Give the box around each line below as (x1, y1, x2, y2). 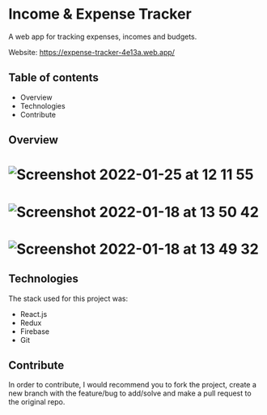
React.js (19, 309, 48, 319)
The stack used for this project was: (8, 293, 129, 303)
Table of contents (8, 71, 99, 85)
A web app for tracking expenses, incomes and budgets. (8, 32, 197, 41)
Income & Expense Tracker (8, 5, 192, 24)
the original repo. (8, 397, 66, 407)
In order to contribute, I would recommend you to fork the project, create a (8, 380, 257, 390)
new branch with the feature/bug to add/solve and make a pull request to (8, 388, 252, 398)
